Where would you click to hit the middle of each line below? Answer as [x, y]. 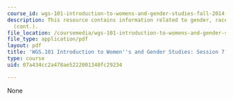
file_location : [29, 33]
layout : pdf [24, 46]
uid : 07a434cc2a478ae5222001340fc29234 [65, 65]
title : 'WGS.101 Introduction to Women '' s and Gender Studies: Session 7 [116, 52]
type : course [26, 59]
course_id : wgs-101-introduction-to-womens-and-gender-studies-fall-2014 [116, 13]
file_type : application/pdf [48, 39]
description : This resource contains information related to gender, [110, 20]
